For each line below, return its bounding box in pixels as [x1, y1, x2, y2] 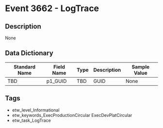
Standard [14, 64, 35, 70]
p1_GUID [46, 78, 67, 84]
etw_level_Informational [12, 107, 60, 113]
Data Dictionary [5, 49, 53, 57]
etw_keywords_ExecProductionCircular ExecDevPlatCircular [12, 112, 132, 118]
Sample [131, 64, 150, 70]
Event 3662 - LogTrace [5, 3, 99, 14]
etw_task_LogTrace [12, 117, 51, 123]
